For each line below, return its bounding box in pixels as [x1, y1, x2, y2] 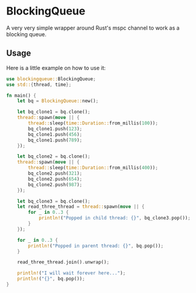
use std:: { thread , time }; [6, 82, 71, 88]
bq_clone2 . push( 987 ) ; [28, 181, 83, 188]
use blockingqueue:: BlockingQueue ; [6, 76, 96, 82]
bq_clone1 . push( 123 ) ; [28, 126, 83, 132]
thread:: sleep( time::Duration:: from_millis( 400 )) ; [28, 165, 158, 171]
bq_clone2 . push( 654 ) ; [28, 176, 83, 182]
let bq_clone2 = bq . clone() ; [17, 153, 91, 159]
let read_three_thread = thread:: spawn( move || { [17, 204, 145, 210]
